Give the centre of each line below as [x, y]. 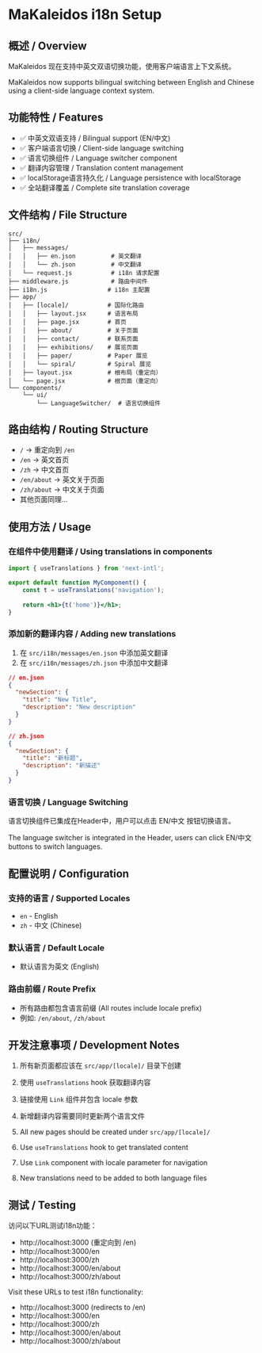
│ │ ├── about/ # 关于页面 [73, 331]
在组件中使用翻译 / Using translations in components [110, 551]
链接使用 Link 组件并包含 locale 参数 [79, 1099]
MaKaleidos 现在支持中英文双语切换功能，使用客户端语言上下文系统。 [122, 66]
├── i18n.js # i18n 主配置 [79, 290]
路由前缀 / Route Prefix [52, 989]
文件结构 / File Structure [68, 215]
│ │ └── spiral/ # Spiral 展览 [80, 364]
